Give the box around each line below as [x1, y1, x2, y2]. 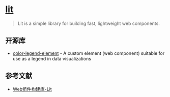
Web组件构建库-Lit [12, 86, 52, 92]
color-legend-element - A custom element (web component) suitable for [12, 50, 165, 56]
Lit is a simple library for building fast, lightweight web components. [17, 20, 160, 26]
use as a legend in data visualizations [12, 55, 92, 61]
